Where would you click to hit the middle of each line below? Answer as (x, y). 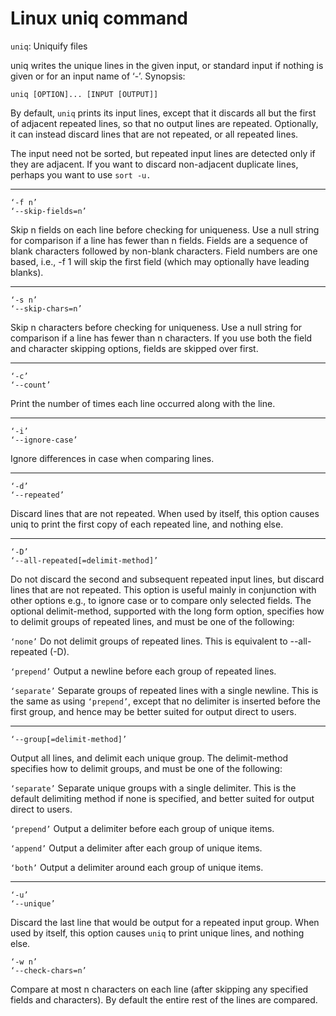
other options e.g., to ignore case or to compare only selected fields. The (161, 600)
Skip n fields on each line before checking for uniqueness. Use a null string (165, 229)
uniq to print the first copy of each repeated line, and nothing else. (147, 524)
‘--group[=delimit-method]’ (69, 739)
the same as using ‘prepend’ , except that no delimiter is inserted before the (165, 701)
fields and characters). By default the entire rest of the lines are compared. (164, 999)
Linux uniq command (99, 18)
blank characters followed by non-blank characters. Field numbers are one (164, 251)
